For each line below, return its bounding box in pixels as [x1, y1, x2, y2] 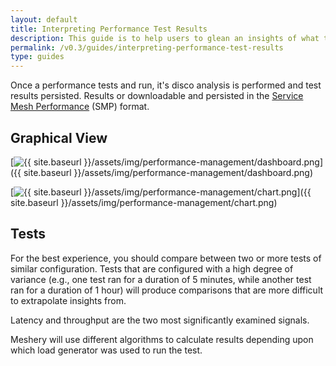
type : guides [10, 52, 65, 62]
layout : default [10, 14, 78, 25]
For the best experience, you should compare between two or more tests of [10, 252, 322, 264]
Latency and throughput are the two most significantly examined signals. [10, 314, 310, 326]
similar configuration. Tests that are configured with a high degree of [10, 262, 294, 275]
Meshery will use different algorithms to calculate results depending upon [10, 333, 314, 345]
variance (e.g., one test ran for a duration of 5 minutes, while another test [10, 273, 312, 285]
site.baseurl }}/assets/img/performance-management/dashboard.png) [23, 166, 314, 178]
